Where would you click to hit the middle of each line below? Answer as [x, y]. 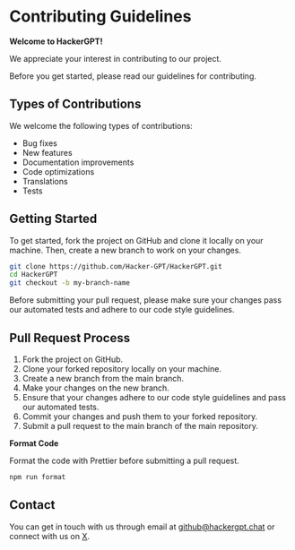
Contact [32, 505]
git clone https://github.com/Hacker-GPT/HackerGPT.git [116, 266]
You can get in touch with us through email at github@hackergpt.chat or [142, 527]
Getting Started [53, 219]
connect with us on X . [50, 536]
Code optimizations [58, 171]
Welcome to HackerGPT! [56, 41]
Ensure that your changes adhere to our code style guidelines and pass [154, 397]
